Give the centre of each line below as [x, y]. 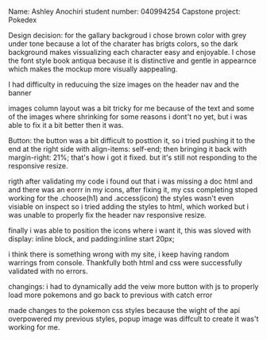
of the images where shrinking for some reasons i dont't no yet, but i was [128, 117]
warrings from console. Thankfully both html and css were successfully [125, 263]
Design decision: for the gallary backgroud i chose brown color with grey [128, 35]
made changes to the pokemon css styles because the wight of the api [124, 310]
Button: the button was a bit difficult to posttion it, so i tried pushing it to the [132, 141]
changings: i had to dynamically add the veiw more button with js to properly [133, 286]
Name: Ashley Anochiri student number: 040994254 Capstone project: [124, 12]
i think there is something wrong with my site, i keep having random [119, 254]
